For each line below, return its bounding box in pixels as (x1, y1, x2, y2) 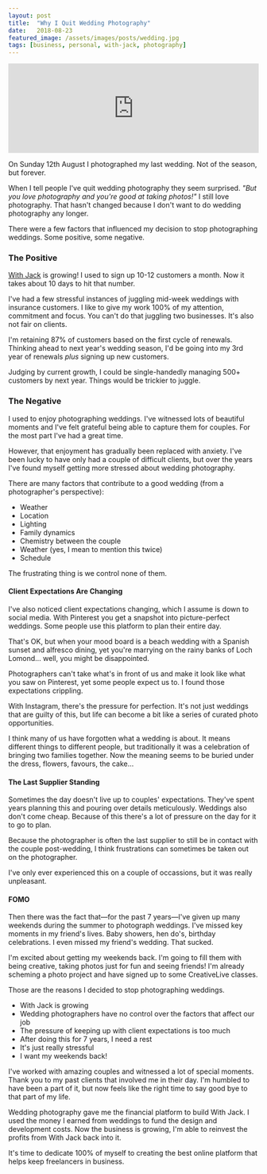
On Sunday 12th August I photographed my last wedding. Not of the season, (8, 160, 257, 169)
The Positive (8, 252, 58, 263)
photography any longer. (8, 208, 89, 219)
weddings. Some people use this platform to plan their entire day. (8, 621, 222, 631)
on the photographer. (8, 853, 78, 862)
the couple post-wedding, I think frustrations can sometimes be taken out (8, 844, 249, 853)
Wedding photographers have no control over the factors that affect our (19, 1009, 255, 1019)
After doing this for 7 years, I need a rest (19, 1035, 153, 1044)
